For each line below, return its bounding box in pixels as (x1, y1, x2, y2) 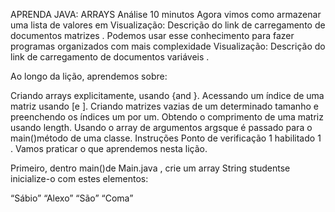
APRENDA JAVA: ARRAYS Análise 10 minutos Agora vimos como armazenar (10, 9, 322, 20)
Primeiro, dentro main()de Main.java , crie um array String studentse (10, 162, 291, 174)
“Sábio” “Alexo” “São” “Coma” (10, 192, 134, 204)
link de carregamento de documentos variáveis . (10, 51, 210, 63)
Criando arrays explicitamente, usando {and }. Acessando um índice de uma (10, 90, 325, 101)
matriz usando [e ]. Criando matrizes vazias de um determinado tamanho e (10, 100, 319, 112)
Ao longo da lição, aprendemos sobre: (10, 70, 168, 82)
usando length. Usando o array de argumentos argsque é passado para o (10, 122, 313, 133)
